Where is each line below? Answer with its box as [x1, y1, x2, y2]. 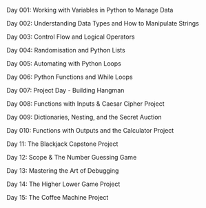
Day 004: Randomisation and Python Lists [6, 46, 125, 54]
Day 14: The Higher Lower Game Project [6, 180, 121, 188]
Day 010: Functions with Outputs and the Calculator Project [6, 126, 174, 134]
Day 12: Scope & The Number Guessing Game [6, 153, 137, 161]
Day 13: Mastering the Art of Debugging [6, 167, 119, 175]
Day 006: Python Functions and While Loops [6, 73, 133, 81]
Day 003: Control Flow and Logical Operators [6, 32, 135, 41]
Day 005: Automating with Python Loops [6, 59, 121, 68]
